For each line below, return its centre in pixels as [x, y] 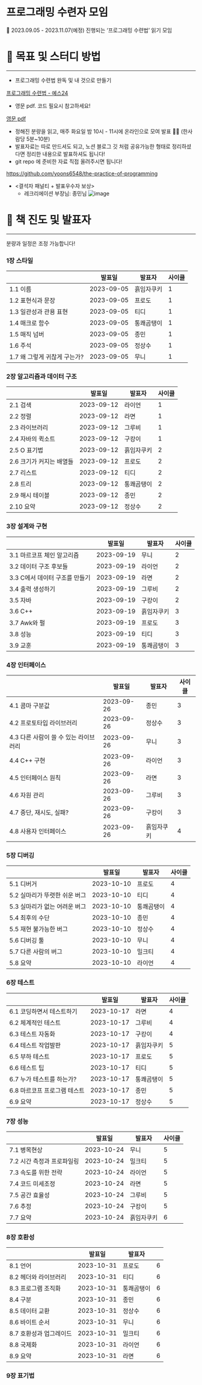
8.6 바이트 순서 [29, 1322]
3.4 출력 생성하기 [32, 589]
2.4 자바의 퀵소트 [32, 439]
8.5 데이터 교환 [29, 1311]
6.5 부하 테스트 [29, 1056]
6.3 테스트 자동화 [32, 1034]
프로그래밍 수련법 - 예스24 [37, 93]
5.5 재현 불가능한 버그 [38, 929]
